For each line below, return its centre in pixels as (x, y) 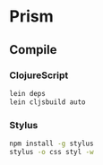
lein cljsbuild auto (48, 102)
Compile (33, 50)
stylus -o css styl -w (51, 152)
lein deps (28, 93)
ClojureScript (39, 75)
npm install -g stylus (51, 143)
